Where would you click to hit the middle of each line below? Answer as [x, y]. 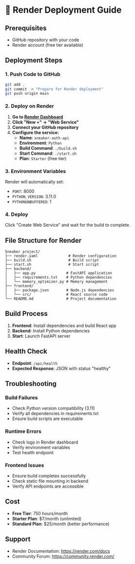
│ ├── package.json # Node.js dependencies [60, 290]
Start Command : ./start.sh [48, 153]
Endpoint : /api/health [35, 363]
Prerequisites [26, 28]
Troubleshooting [31, 384]
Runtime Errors [23, 431]
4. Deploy [17, 214]
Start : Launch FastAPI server [41, 336]
